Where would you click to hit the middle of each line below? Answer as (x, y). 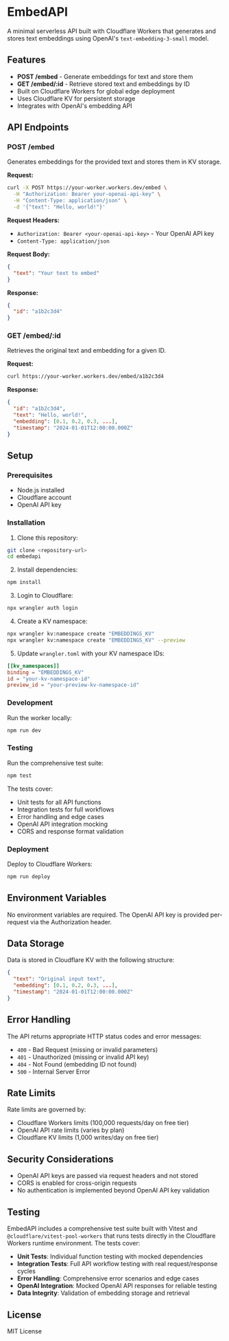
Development (30, 703)
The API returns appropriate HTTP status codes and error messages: (105, 1036)
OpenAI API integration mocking (62, 824)
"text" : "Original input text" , (60, 979)
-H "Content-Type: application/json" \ (70, 201)
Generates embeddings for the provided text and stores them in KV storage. (114, 162)
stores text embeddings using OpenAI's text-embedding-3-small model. (108, 38)
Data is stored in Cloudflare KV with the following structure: (91, 960)
